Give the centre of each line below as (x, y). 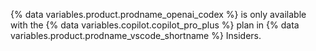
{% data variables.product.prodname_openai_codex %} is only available (158, 14)
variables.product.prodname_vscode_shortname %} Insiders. (136, 35)
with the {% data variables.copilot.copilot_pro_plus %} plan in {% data (155, 25)
